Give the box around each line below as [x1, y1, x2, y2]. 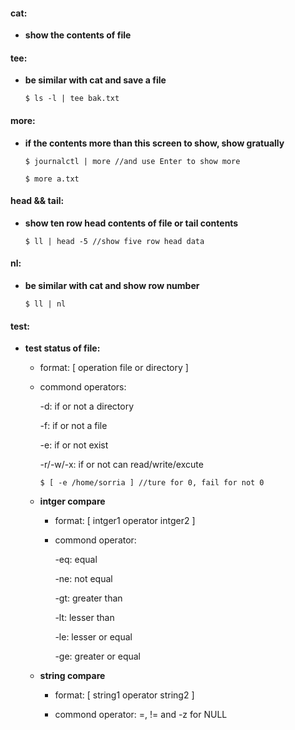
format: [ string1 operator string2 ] [54, 689, 195, 701]
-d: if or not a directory [39, 400, 135, 413]
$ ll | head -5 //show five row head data [24, 236, 205, 246]
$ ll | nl [24, 299, 67, 309]
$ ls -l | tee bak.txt [24, 94, 120, 104]
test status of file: [24, 342, 101, 354]
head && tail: [10, 195, 65, 207]
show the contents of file [24, 29, 132, 41]
